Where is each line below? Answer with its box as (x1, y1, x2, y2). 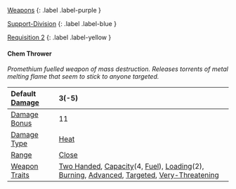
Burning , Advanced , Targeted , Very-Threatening (58, 170, 219, 180)
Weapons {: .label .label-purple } (7, 6, 102, 14)
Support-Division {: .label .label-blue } (7, 20, 117, 27)
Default (11, 89, 37, 99)
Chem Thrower (7, 49, 53, 58)
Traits (11, 170, 29, 180)
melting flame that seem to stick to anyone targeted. (7, 72, 159, 81)
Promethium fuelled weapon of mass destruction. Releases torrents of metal (7, 65, 228, 73)
